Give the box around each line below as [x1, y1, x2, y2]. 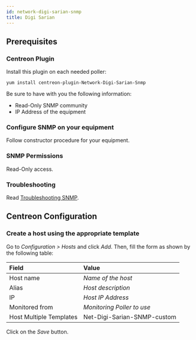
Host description [83, 283, 130, 291]
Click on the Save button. [6, 328, 69, 335]
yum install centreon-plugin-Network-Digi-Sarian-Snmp [6, 80, 146, 86]
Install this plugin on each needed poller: [6, 68, 107, 76]
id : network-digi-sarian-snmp [6, 8, 82, 15]
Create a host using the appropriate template [6, 229, 140, 237]
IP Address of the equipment [14, 109, 86, 116]
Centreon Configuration [6, 211, 98, 222]
